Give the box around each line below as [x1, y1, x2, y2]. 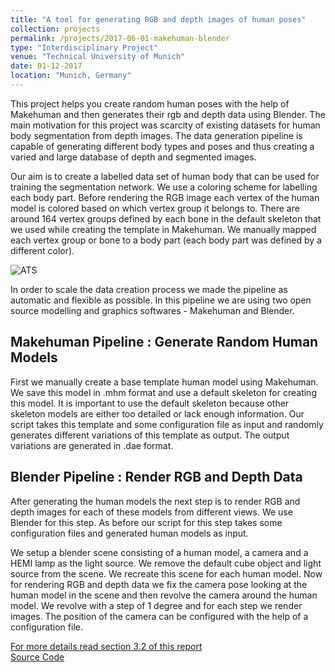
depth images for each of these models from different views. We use [10, 506, 293, 518]
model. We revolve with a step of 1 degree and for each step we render [10, 599, 303, 611]
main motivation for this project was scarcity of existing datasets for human [10, 119, 321, 131]
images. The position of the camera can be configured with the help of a [10, 610, 309, 622]
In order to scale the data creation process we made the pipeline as [10, 283, 288, 295]
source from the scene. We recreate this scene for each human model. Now [10, 567, 323, 580]
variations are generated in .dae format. [10, 439, 174, 451]
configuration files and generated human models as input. [10, 527, 249, 539]
